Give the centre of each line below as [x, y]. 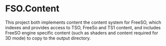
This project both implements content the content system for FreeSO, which [83, 22]
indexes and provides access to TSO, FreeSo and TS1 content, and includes [83, 27]
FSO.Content [32, 9]
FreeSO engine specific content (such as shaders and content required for [82, 33]
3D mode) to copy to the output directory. [48, 38]
